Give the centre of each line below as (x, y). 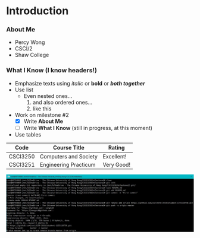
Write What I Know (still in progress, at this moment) (88, 128)
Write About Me (43, 121)
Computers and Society (69, 156)
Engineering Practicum (68, 164)
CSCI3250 (22, 156)
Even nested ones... (48, 96)
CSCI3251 (22, 164)
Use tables (28, 134)
